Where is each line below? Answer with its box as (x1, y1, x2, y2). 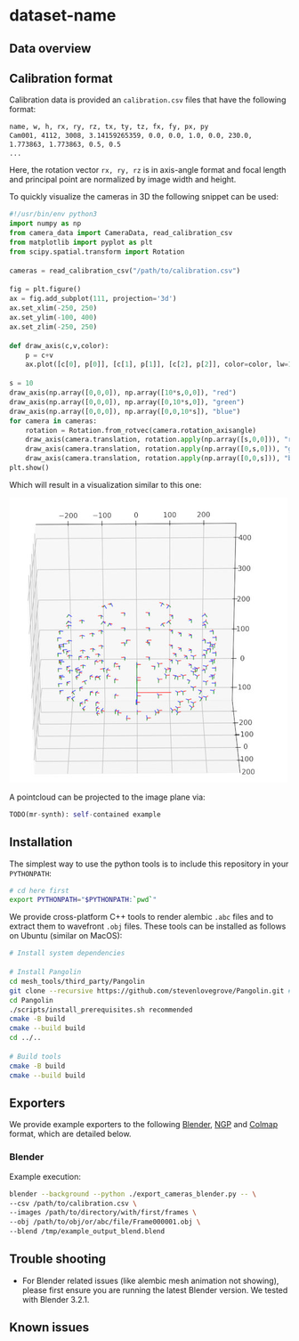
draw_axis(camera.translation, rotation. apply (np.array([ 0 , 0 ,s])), (25, 454, 280, 463)
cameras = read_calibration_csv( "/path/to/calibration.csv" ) (9, 266, 241, 275)
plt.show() (9, 464, 50, 473)
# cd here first (9, 886, 69, 895)
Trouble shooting (9, 1252, 107, 1267)
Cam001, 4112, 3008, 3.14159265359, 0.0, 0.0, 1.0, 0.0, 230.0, (9, 131, 253, 141)
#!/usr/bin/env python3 (9, 210, 98, 219)
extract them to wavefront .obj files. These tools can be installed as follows (9, 921, 287, 931)
